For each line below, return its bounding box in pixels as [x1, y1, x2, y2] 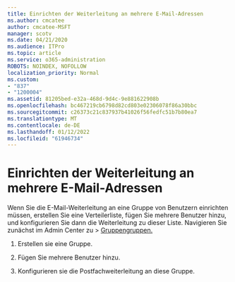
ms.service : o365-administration [7, 56, 106, 63]
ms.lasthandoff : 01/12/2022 [7, 128, 90, 135]
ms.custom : [7, 75, 40, 83]
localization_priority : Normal [7, 69, 100, 76]
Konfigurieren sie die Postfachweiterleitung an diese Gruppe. [17, 267, 195, 276]
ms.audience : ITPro [7, 43, 65, 50]
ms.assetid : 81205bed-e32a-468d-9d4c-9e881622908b [7, 96, 159, 103]
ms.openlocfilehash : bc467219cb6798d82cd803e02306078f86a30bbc [7, 102, 198, 109]
